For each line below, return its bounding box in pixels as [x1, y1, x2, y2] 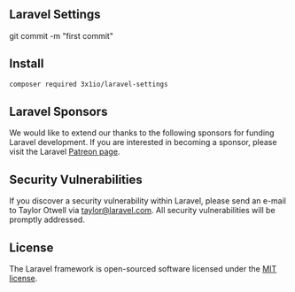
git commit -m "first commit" [9, 30, 113, 41]
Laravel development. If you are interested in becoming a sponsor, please [9, 137, 277, 148]
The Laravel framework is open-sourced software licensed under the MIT [9, 263, 277, 273]
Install [9, 57, 44, 72]
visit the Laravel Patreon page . [9, 146, 120, 158]
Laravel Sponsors [9, 104, 108, 119]
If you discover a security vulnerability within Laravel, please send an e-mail [9, 196, 286, 206]
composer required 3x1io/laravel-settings [9, 80, 168, 88]
